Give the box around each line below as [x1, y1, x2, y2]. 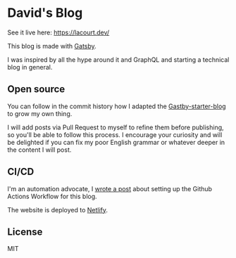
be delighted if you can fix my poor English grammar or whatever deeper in [7, 138, 225, 146]
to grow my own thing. [7, 109, 73, 117]
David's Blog [7, 5, 83, 21]
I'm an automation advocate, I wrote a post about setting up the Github [7, 184, 213, 193]
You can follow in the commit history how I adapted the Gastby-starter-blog [7, 102, 227, 110]
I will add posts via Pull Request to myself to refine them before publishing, [7, 123, 224, 131]
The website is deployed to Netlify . [7, 205, 108, 214]
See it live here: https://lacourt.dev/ [7, 28, 110, 37]
